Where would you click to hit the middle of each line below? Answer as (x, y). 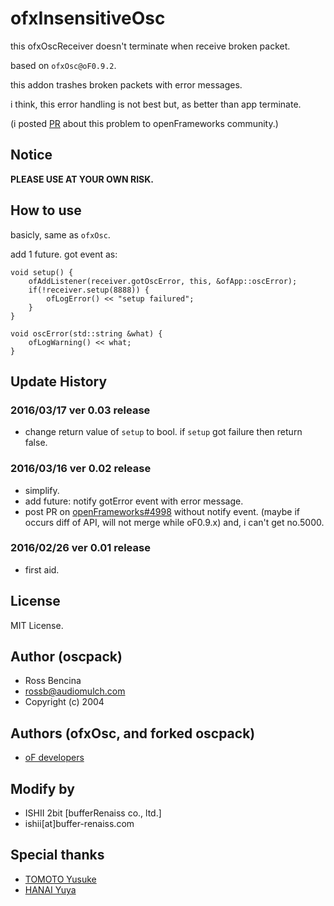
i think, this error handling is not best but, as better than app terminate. (156, 104)
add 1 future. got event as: (64, 254)
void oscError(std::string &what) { (86, 333)
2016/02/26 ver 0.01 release (80, 548)
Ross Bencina (53, 681)
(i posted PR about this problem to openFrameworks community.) (144, 123)
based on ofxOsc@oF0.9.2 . (63, 65)
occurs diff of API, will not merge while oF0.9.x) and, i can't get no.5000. (174, 522)
